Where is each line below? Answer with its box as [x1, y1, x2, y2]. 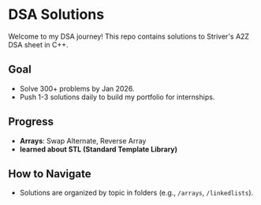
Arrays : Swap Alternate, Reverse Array [19, 136, 147, 145]
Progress [8, 115, 54, 129]
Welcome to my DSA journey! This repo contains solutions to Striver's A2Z [8, 32, 250, 41]
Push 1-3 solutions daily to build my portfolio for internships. [19, 92, 215, 102]
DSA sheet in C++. [8, 39, 69, 49]
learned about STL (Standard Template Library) [19, 144, 178, 154]
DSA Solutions [8, 6, 105, 24]
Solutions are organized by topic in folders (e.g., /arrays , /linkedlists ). [19, 188, 254, 198]
